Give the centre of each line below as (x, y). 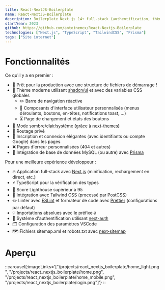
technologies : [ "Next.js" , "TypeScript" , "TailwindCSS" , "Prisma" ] (76, 33)
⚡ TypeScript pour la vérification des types (55, 182)
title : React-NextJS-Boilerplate (39, 10)
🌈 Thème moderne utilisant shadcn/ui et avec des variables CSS (77, 90)
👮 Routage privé (28, 131)
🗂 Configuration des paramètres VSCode (55, 224)
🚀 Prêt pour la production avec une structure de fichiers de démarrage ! (84, 85)
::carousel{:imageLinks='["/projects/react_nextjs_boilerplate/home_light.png (82, 266)
